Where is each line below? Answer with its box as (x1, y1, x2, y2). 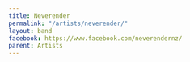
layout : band (8, 27, 53, 35)
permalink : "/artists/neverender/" (8, 19, 129, 27)
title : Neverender (8, 11, 70, 20)
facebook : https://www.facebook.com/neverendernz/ (8, 34, 183, 43)
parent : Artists (8, 42, 63, 50)
